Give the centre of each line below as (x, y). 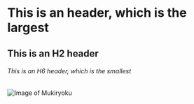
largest (28, 28)
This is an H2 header (53, 53)
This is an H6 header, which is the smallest (69, 71)
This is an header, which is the (97, 13)
